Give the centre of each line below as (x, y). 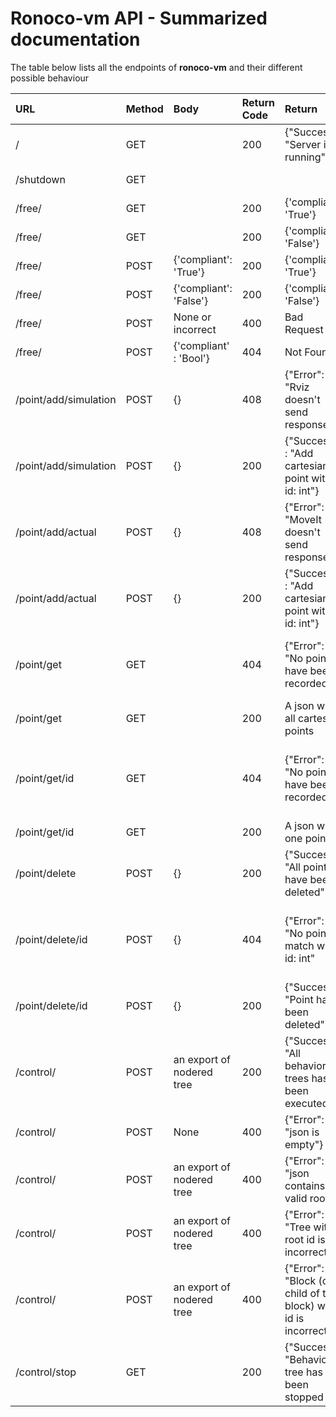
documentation (75, 39)
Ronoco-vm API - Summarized (139, 18)
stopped (304, 1397)
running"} (307, 157)
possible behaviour (50, 78)
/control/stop (46, 1372)
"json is (302, 1132)
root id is (305, 1239)
